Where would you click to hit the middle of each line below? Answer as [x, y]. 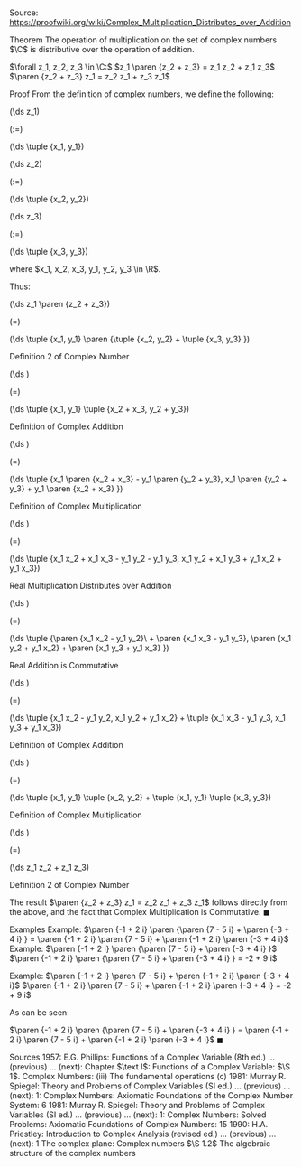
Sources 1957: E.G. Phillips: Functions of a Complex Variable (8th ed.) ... [142, 1057]
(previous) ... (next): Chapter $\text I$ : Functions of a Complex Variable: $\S [150, 1067]
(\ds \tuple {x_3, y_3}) [49, 252]
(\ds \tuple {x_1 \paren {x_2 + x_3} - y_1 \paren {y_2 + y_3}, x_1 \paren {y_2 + [149, 479]
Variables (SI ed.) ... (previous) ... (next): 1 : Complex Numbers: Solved [138, 1115]
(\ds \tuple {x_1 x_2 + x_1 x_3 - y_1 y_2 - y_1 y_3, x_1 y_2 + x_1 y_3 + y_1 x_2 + [146, 559]
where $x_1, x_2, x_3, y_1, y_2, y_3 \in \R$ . [85, 269]
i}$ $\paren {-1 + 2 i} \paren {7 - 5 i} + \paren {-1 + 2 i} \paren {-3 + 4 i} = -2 [150, 985]
